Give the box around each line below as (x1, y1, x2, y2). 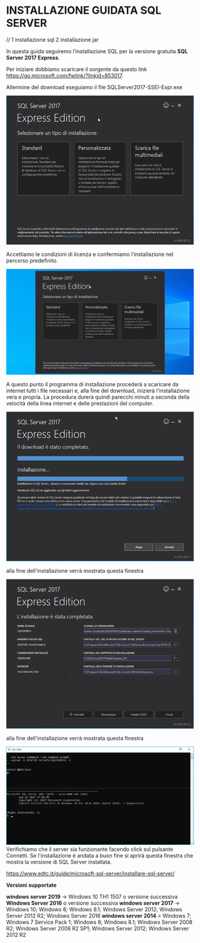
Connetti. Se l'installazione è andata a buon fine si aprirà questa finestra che (6, 852, 193, 859)
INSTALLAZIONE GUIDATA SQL (6, 4, 162, 17)
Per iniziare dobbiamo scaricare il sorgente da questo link (6, 65, 148, 72)
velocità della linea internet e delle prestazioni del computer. (6, 400, 154, 407)
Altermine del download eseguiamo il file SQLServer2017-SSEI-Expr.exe (6, 83, 183, 90)
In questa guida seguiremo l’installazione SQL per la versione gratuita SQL (6, 47, 188, 54)
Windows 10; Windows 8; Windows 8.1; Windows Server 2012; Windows (6, 906, 183, 913)
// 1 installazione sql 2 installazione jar (6, 36, 99, 43)
